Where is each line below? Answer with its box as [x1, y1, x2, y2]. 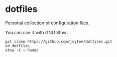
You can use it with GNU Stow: [5, 29, 68, 35]
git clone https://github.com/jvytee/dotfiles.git [5, 39, 113, 44]
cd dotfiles [5, 43, 30, 48]
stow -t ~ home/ [5, 48, 39, 53]
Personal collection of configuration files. [5, 20, 90, 26]
